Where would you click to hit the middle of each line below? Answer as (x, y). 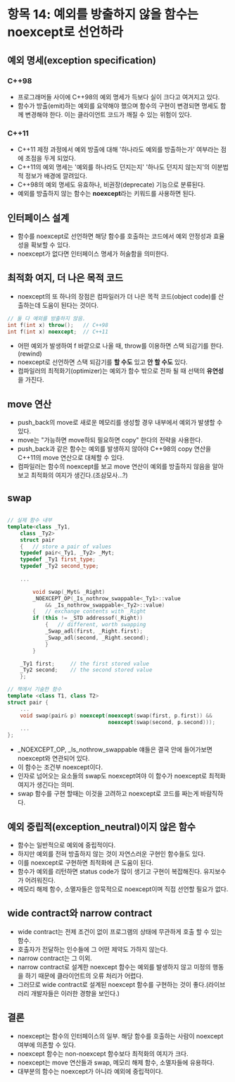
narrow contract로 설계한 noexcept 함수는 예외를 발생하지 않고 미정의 (114, 966)
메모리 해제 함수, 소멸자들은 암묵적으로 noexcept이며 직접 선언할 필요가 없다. (123, 889)
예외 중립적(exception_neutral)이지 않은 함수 (101, 827)
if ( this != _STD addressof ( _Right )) (88, 618)
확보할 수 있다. (50, 244)
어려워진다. (40, 880)
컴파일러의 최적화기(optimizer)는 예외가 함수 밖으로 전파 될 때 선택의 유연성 (120, 371)
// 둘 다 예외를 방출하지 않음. (46, 318)
